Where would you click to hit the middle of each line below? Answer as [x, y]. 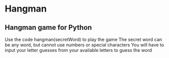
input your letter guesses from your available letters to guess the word [78, 50]
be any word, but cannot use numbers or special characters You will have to [84, 45]
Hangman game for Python [48, 27]
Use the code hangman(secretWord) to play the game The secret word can [83, 39]
